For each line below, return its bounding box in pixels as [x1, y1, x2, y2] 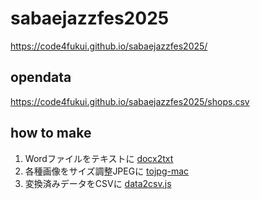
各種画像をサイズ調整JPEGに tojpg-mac [24, 165, 190, 177]
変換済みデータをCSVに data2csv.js [24, 177, 172, 189]
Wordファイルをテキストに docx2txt [24, 152, 174, 164]
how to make [10, 125, 92, 142]
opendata [10, 69, 72, 86]
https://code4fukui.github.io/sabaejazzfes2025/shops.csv [10, 95, 250, 107]
